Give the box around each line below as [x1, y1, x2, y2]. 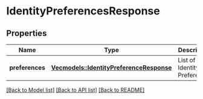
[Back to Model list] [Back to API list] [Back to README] [6, 86, 145, 94]
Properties [6, 28, 47, 38]
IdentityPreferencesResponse [6, 4, 160, 18]
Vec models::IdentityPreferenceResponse [51, 64, 172, 71]
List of [178, 56, 196, 64]
